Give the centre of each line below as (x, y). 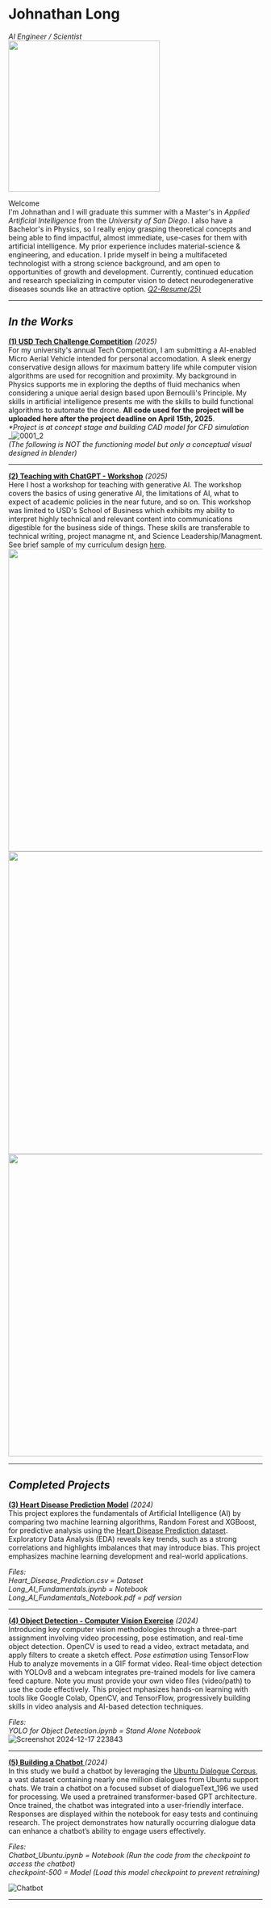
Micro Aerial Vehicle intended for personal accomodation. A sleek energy (130, 358)
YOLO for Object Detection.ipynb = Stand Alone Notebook (105, 1731)
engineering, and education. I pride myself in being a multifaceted (118, 254)
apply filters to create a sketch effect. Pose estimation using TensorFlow (129, 1655)
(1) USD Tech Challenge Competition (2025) (83, 341)
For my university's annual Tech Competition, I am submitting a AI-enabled (132, 350)
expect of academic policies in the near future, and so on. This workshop (130, 502)
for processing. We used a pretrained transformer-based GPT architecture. (133, 1797)
